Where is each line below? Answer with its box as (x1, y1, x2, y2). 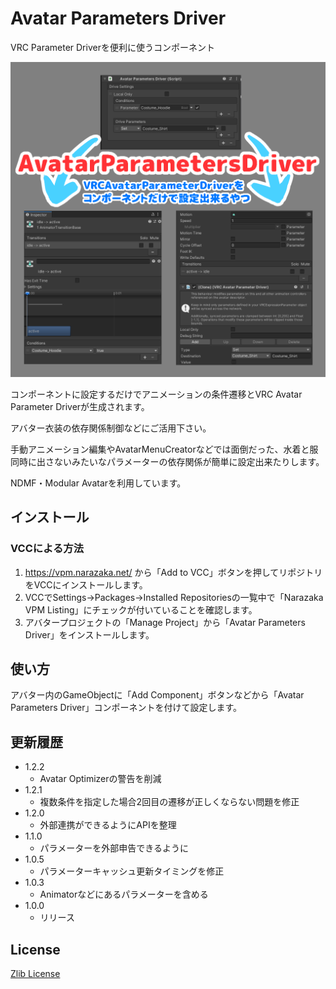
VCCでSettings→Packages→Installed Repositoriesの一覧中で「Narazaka (24, 591, 324, 603)
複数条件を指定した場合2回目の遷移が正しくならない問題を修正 (39, 796, 300, 808)
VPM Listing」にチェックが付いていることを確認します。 (24, 603, 258, 616)
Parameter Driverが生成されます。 (10, 400, 150, 412)
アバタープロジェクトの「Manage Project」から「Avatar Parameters (24, 616, 306, 628)
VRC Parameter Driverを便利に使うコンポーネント (10, 41, 215, 53)
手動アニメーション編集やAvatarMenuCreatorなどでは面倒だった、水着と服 (10, 443, 319, 455)
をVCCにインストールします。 (24, 578, 148, 591)
